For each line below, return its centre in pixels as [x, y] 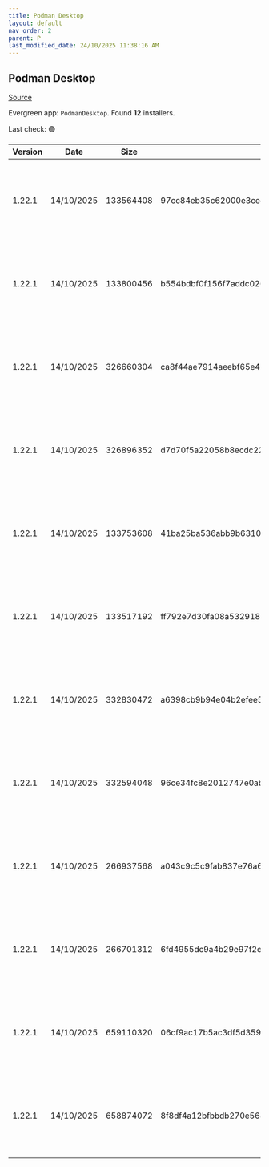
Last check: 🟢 [32, 128]
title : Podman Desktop [46, 16]
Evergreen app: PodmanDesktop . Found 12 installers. [92, 112]
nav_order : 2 [30, 30]
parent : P [25, 38]
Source [20, 97]
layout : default [35, 23]
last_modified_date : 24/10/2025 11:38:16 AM [84, 46]
